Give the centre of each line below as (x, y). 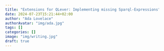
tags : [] (14, 28)
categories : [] (20, 32)
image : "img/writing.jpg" (31, 37)
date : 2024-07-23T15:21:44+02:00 (39, 14)
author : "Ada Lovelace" (29, 18)
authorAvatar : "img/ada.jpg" (35, 23)
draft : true (17, 41)
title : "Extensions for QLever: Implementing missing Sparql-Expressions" (83, 9)
